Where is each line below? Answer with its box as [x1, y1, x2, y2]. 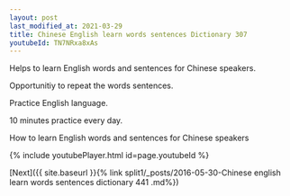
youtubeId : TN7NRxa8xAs [9, 38, 99, 48]
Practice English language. [9, 98, 108, 109]
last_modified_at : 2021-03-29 [9, 22, 123, 31]
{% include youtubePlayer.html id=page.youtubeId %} [9, 150, 210, 161]
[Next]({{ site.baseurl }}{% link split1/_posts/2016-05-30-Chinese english [9, 167, 281, 178]
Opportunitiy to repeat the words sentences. [9, 80, 174, 91]
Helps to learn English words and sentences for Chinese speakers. [9, 63, 257, 74]
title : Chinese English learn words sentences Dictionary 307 [9, 30, 248, 39]
